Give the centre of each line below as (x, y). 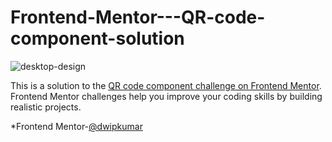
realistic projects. (46, 107)
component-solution (97, 38)
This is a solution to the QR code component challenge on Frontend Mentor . (166, 85)
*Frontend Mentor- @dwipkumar (76, 126)
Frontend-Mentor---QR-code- (138, 17)
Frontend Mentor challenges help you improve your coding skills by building (166, 96)
